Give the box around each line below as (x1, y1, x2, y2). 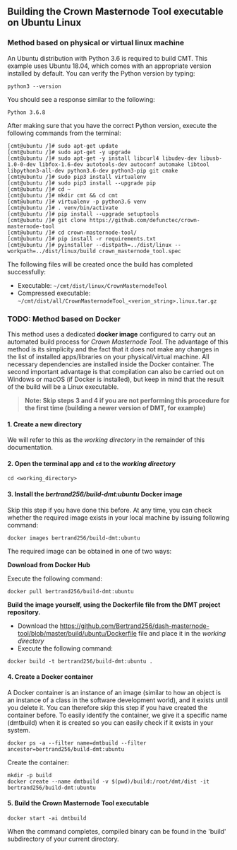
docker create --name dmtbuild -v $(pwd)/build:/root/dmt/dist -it (7, 778, 210, 785)
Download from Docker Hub (7, 560, 90, 569)
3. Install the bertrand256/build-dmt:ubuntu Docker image (7, 489, 183, 498)
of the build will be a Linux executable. (7, 382, 119, 391)
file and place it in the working (138, 629, 226, 637)
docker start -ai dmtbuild (7, 815, 87, 822)
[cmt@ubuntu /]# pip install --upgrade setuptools (7, 210, 159, 218)
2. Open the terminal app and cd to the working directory (7, 459, 176, 467)
